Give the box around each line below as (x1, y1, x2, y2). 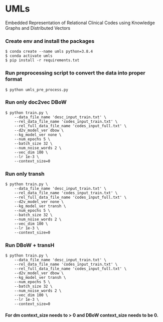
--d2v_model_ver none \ (14, 199, 64, 204)
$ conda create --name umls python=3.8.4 (5, 49, 93, 54)
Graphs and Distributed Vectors (5, 25, 71, 31)
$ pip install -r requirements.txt (5, 58, 80, 63)
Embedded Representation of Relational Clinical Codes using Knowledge (5, 20, 155, 26)
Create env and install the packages (5, 37, 95, 44)
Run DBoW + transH (5, 242, 55, 249)
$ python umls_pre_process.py (5, 87, 69, 92)
